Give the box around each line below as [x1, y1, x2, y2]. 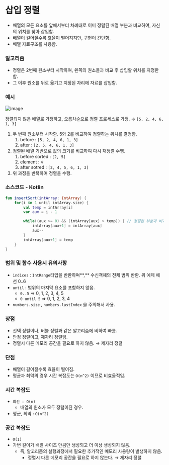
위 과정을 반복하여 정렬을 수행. [12, 170, 72, 176]
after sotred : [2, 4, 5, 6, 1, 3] [20, 164, 89, 170]
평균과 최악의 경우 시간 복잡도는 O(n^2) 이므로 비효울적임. [12, 373, 126, 379]
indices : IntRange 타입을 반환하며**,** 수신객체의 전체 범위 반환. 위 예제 [12, 272, 155, 278]
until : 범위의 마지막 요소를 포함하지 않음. [12, 285, 95, 291]
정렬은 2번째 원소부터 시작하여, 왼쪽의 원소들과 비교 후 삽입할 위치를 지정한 [12, 67, 159, 73]
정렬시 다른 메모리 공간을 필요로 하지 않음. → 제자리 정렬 [12, 340, 123, 346]
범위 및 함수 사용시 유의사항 [5, 259, 67, 266]
